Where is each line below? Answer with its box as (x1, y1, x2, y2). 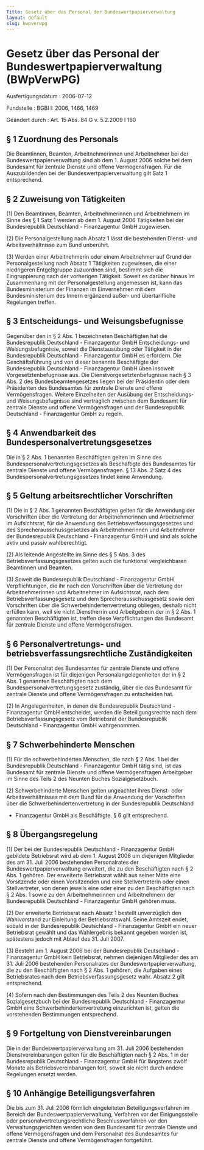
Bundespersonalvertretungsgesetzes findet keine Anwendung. (6, 473, 163, 480)
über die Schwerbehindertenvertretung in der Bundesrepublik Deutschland (6, 800, 194, 807)
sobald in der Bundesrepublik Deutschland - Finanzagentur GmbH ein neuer (6, 922, 197, 929)
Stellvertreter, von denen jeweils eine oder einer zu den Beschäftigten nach (6, 884, 195, 891)
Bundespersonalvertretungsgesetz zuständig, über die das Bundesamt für (6, 684, 192, 691)
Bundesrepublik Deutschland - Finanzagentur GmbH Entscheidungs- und (6, 339, 190, 346)
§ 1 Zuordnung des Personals (6, 134, 119, 144)
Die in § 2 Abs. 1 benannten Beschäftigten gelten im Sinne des (6, 453, 162, 461)
